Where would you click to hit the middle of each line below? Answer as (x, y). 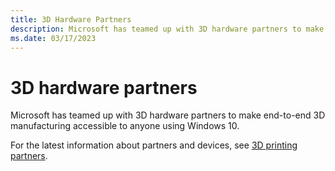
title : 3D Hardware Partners (71, 19)
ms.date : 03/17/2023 (53, 38)
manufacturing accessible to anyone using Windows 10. (125, 126)
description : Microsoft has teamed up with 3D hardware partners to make (167, 29)
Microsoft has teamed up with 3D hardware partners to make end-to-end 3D (168, 115)
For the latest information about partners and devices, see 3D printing (154, 145)
